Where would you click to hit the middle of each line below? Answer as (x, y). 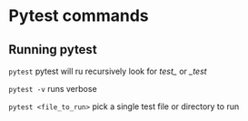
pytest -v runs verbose (53, 89)
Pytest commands (79, 16)
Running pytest (53, 50)
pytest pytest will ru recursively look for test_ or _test (108, 71)
